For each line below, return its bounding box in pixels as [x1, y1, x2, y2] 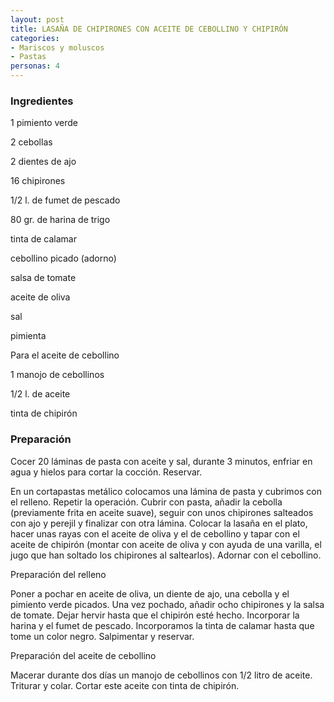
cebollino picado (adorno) [10, 252, 117, 265]
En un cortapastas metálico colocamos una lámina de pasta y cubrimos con [10, 485, 323, 497]
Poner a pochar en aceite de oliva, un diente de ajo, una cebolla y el [10, 587, 290, 600]
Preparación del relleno [10, 568, 107, 580]
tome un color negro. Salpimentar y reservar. [10, 630, 195, 642]
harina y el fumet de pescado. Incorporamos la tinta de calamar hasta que [10, 619, 315, 631]
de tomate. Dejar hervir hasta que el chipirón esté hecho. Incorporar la [10, 609, 300, 621]
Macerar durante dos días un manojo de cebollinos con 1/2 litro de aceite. [10, 669, 313, 681]
